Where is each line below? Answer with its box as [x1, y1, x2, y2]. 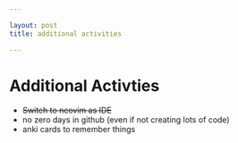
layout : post [9, 21, 58, 29]
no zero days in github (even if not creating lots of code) [21, 114, 230, 125]
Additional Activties [9, 75, 160, 96]
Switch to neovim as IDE [21, 105, 112, 116]
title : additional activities [9, 29, 123, 38]
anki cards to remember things [21, 124, 136, 135]
